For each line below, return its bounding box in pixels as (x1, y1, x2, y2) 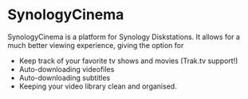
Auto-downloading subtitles (18, 73, 111, 82)
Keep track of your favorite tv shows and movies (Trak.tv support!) (18, 56, 238, 65)
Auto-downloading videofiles (18, 64, 115, 73)
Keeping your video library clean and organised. (18, 81, 177, 91)
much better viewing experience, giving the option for (7, 40, 184, 49)
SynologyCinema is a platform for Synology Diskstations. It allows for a (7, 32, 241, 42)
